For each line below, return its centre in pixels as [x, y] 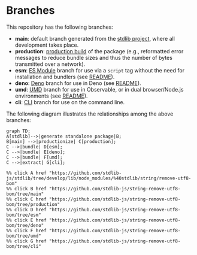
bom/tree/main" [25, 194]
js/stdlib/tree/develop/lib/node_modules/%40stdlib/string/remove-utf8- [99, 178]
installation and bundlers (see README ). [65, 77]
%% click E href [26, 220]
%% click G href [26, 241]
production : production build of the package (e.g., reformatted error [99, 51]
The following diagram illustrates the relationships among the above [90, 114]
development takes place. [47, 45]
